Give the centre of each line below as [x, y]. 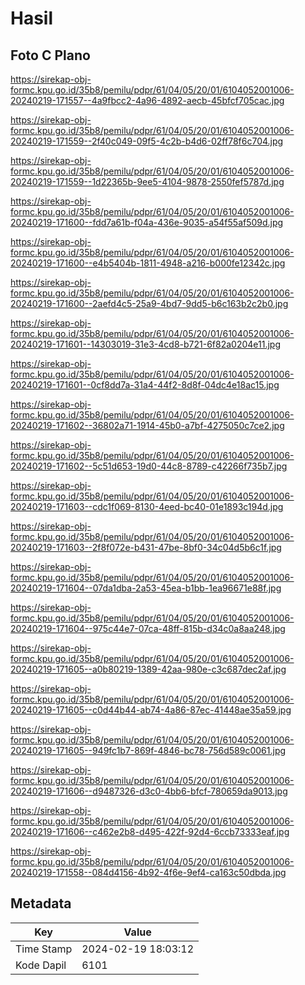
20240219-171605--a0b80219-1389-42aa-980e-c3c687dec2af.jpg [148, 669]
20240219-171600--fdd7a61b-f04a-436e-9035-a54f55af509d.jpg [147, 222]
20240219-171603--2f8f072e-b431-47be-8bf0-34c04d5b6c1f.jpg [146, 547]
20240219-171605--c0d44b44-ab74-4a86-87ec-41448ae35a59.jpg [151, 710]
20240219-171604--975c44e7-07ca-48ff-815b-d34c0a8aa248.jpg [148, 628]
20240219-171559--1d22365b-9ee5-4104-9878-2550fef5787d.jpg [147, 181]
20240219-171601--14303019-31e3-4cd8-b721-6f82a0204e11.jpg [145, 344]
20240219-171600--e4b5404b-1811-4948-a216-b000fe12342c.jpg [148, 263]
